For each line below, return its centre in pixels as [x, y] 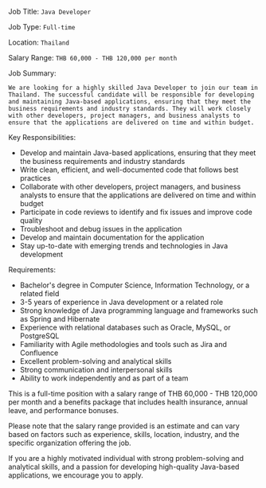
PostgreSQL [39, 336]
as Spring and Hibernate [60, 319]
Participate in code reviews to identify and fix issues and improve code [136, 212]
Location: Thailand [39, 42]
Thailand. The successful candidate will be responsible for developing [131, 95]
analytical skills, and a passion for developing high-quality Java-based [124, 467]
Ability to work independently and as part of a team [104, 378]
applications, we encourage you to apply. [76, 475]
